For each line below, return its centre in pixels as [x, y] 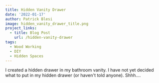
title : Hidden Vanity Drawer [36, 10]
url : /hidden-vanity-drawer [43, 38]
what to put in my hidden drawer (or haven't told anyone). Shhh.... [73, 76]
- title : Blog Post [30, 33]
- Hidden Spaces [27, 56]
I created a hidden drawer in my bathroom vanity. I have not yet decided [79, 70]
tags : [11, 42]
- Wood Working [26, 47]
